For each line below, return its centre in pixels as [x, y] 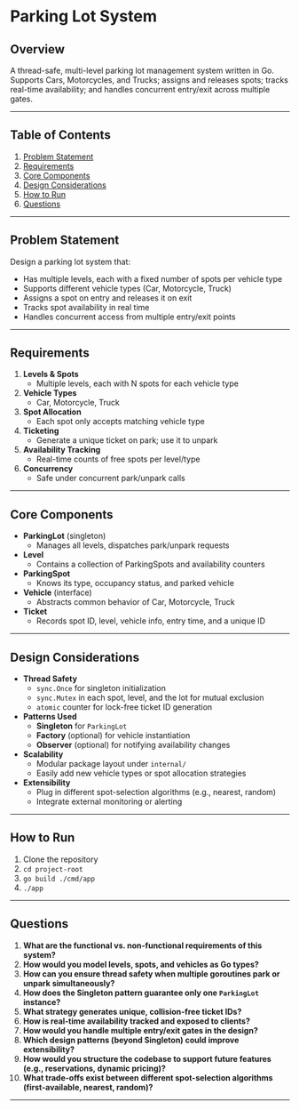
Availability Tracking [62, 450]
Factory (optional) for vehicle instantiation [113, 736]
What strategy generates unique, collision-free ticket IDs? [132, 1011]
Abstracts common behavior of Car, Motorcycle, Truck [135, 602]
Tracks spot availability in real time [86, 307]
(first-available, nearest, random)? [88, 1087]
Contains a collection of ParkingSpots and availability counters [150, 564]
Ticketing [41, 431]
